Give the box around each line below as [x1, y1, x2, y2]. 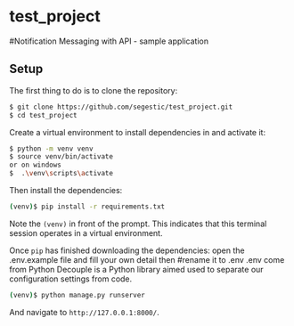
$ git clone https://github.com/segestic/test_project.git [9, 102, 233, 111]
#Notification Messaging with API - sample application [9, 36, 209, 46]
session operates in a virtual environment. [9, 227, 163, 238]
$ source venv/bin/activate [9, 152, 114, 161]
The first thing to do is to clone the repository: [9, 85, 178, 95]
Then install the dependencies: [9, 185, 123, 195]
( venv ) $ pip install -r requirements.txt [9, 202, 166, 211]
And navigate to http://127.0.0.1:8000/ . [9, 306, 159, 317]
